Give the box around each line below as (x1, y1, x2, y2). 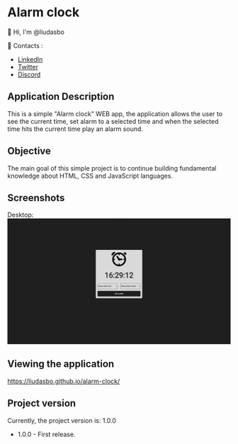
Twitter (17, 62, 39, 71)
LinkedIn (17, 55, 43, 64)
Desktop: (7, 210, 34, 220)
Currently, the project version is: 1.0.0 (7, 416, 117, 425)
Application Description (7, 91, 115, 103)
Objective (7, 145, 52, 157)
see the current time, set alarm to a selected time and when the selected (7, 117, 219, 125)
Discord (17, 70, 41, 79)
